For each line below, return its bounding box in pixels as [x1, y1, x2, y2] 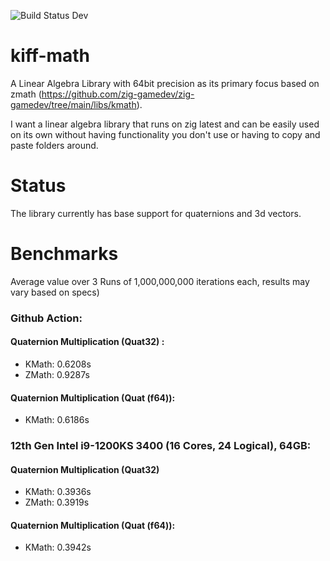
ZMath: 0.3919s [24, 496, 90, 509]
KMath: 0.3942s [24, 541, 92, 554]
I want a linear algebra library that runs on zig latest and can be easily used [10, 118, 320, 130]
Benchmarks [10, 243, 119, 265]
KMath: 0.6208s [24, 358, 92, 370]
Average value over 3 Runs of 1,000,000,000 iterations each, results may [10, 275, 310, 287]
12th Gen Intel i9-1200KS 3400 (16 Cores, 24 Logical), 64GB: [10, 439, 312, 453]
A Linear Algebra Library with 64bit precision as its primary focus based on [10, 77, 320, 89]
